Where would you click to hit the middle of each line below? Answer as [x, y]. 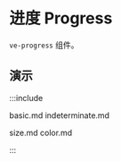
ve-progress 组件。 [44, 45]
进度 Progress [61, 18]
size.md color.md [41, 132]
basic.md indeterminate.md [59, 115]
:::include [26, 98]
